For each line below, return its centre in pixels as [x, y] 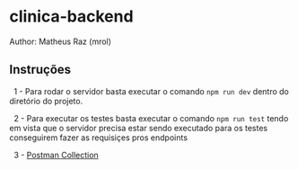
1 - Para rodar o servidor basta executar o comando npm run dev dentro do [151, 91]
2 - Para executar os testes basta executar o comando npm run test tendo [151, 118]
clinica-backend [71, 17]
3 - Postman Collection [56, 155]
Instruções [40, 70]
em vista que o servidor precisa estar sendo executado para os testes [138, 128]
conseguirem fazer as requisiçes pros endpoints [99, 138]
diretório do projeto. [46, 101]
